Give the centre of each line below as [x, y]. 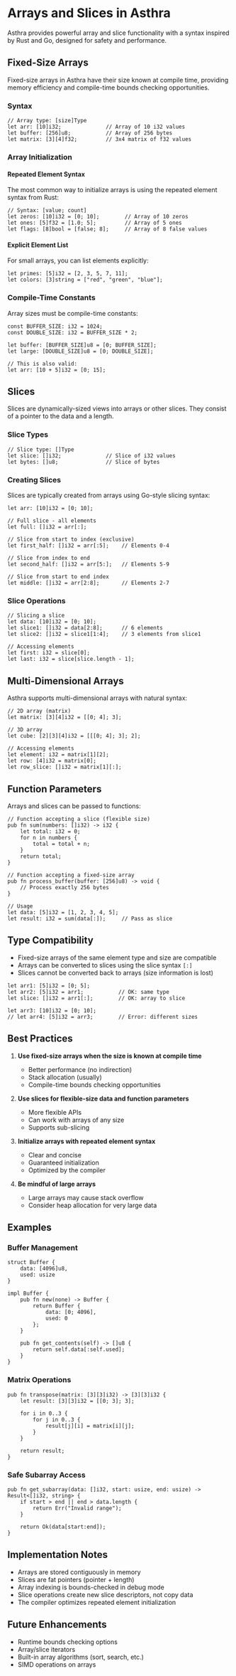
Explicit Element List [38, 245]
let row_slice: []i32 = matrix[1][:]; [64, 767]
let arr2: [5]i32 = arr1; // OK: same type [89, 992]
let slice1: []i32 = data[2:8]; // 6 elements [85, 628]
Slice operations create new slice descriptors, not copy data [105, 1594]
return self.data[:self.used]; [79, 1349]
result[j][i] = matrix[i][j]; [90, 1426]
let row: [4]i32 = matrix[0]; [52, 761]
